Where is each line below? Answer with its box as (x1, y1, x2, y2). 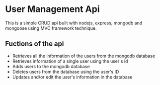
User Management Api (5, 3, 100, 15)
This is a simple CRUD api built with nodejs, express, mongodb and (5, 20, 143, 26)
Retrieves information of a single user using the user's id (12, 58, 128, 64)
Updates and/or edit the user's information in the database (12, 74, 133, 80)
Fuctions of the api (5, 40, 64, 48)
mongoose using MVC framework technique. (5, 25, 97, 31)
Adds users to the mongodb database (12, 63, 90, 69)
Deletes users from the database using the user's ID (12, 69, 119, 75)
